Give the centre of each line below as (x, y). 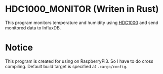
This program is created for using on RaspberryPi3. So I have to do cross (79, 61)
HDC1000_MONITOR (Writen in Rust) (82, 9)
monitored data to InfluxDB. (33, 27)
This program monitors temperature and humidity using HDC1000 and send (82, 23)
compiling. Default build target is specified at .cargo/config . (66, 66)
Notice (19, 48)
